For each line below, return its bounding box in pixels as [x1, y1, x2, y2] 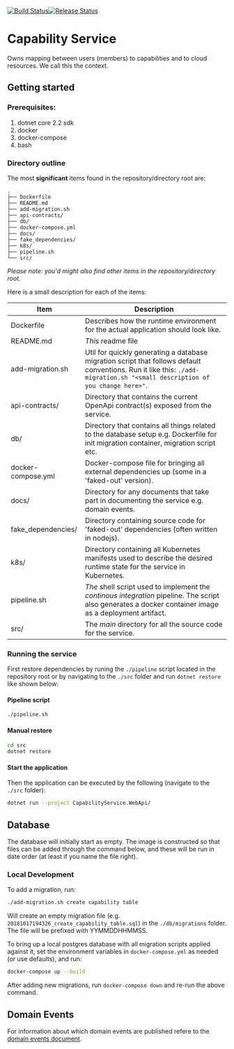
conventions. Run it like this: [84, 365, 176, 375]
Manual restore [7, 726, 52, 734]
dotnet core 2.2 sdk [17, 119, 75, 127]
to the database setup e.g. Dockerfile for [84, 429, 217, 439]
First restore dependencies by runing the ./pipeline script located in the [7, 665, 216, 673]
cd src [7, 741, 26, 749]
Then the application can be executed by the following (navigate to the [7, 778, 210, 787]
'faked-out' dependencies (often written [84, 524, 218, 534]
